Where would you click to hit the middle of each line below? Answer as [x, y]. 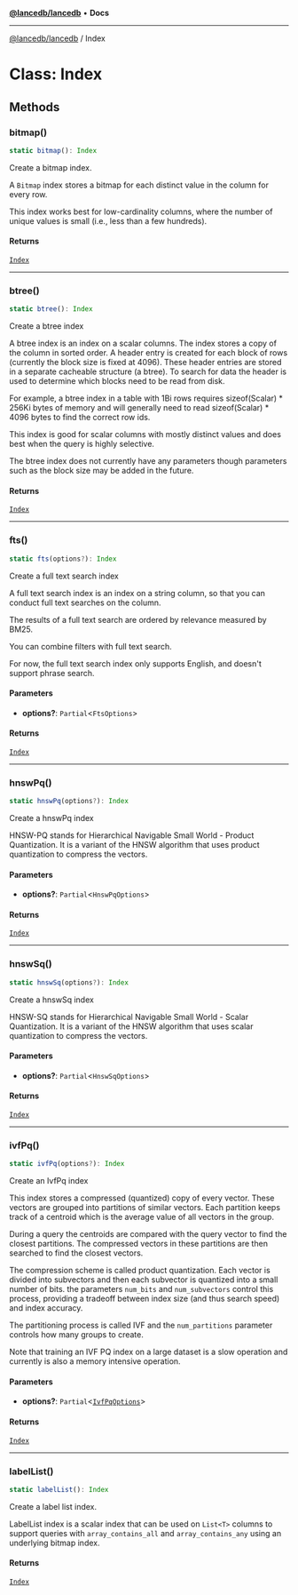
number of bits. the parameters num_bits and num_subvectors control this [141, 1289]
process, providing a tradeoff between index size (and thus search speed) [145, 1299]
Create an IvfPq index [49, 1181]
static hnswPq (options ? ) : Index [69, 801]
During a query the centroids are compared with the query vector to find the [148, 1234]
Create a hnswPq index [52, 818]
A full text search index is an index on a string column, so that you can [137, 593]
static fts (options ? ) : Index [63, 559]
